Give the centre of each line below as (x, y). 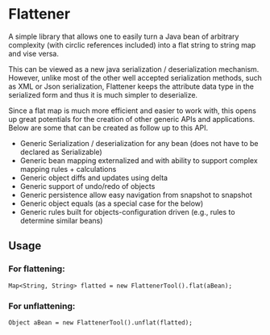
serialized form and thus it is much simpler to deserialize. (103, 94)
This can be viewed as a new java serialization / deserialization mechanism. (134, 69)
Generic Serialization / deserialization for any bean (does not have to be (139, 143)
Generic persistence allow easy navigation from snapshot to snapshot (136, 195)
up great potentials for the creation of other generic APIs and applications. (132, 119)
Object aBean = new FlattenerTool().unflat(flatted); (101, 322)
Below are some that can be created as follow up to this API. (108, 128)
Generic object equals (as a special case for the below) (112, 203)
